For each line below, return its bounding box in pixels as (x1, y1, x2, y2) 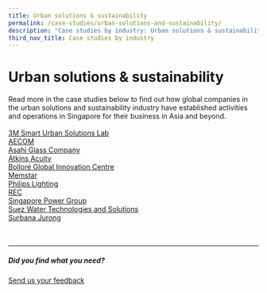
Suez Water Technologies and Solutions (8, 205, 139, 214)
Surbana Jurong (8, 213, 61, 223)
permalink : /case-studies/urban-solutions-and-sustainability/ (8, 19, 222, 27)
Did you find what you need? (8, 256, 105, 265)
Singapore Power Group (8, 196, 87, 205)
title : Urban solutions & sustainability (8, 11, 148, 20)
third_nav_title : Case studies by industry (8, 33, 155, 42)
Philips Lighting (8, 179, 59, 189)
